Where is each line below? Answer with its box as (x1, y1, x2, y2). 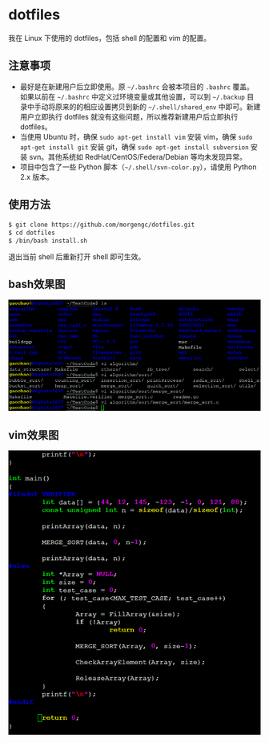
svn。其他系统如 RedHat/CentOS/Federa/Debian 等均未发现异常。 (29, 152, 247, 161)
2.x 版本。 (19, 172, 54, 181)
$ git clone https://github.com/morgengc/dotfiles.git (8, 221, 195, 229)
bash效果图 (8, 277, 66, 290)
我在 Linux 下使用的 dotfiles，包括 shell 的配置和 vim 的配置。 (8, 33, 211, 43)
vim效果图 (8, 428, 59, 442)
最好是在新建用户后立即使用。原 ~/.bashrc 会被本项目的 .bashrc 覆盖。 (19, 82, 255, 91)
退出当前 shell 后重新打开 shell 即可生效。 (8, 251, 146, 262)
